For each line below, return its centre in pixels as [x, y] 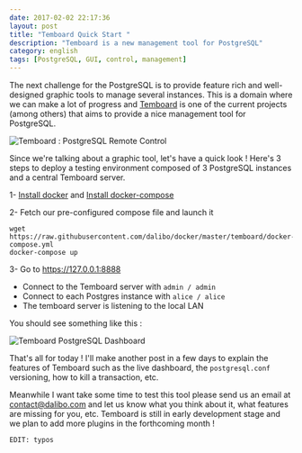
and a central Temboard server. [67, 177]
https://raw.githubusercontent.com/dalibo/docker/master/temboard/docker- [152, 237]
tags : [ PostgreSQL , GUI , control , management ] [98, 59]
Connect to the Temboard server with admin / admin [119, 286]
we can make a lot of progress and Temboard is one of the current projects [148, 104]
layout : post [34, 26]
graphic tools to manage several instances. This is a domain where [169, 95]
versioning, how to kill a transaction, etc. [84, 377]
